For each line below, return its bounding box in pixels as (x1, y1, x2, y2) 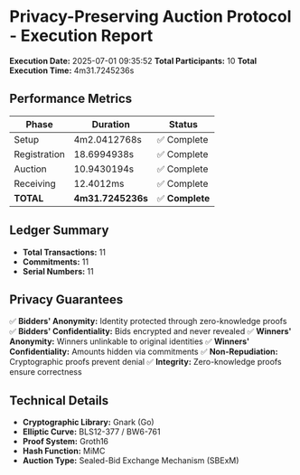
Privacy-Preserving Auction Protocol (9, 6, 292, 27)
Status (168, 117, 199, 130)
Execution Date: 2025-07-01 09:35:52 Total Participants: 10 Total (9, 55, 258, 66)
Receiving (14, 177, 56, 190)
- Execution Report (9, 25, 154, 46)
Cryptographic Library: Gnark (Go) (22, 417, 155, 428)
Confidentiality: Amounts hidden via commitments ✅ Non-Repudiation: (9, 346, 278, 358)
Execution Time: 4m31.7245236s (9, 65, 135, 76)
